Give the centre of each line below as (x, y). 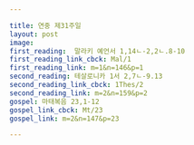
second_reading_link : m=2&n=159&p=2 (78, 93)
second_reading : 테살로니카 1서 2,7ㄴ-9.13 (86, 77)
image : (22, 43)
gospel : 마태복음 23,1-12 (54, 101)
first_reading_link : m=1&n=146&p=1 (77, 68)
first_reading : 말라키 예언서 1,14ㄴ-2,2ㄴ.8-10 (97, 51)
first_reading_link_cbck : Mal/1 (70, 60)
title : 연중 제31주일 (45, 25)
